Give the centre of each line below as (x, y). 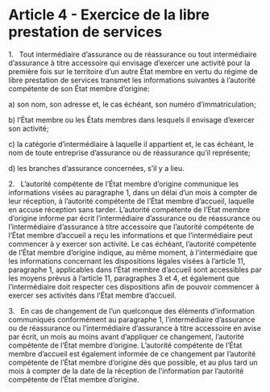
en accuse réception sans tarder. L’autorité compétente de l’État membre (129, 209)
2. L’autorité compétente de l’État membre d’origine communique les (124, 184)
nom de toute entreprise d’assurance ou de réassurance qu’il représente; (130, 152)
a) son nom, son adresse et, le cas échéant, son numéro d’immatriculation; (132, 104)
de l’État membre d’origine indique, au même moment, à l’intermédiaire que (133, 252)
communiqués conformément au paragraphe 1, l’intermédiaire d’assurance (132, 319)
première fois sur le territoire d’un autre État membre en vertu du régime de (133, 71)
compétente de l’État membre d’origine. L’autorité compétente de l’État (125, 345)
